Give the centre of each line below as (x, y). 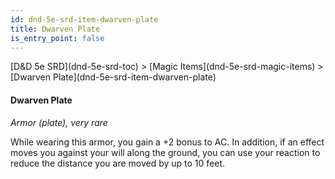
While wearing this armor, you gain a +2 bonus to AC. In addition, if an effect (167, 142)
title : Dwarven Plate (55, 29)
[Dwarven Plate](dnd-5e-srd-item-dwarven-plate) (113, 77)
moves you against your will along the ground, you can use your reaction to (165, 152)
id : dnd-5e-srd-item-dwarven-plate (84, 19)
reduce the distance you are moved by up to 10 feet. (118, 163)
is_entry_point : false (57, 38)
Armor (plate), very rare (59, 122)
